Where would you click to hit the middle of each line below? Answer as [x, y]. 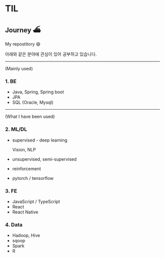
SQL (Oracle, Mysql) [33, 102]
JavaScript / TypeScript [36, 201]
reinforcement [27, 169]
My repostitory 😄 [23, 44]
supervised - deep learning [40, 140]
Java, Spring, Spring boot [38, 92]
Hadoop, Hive [26, 235]
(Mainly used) [19, 69]
